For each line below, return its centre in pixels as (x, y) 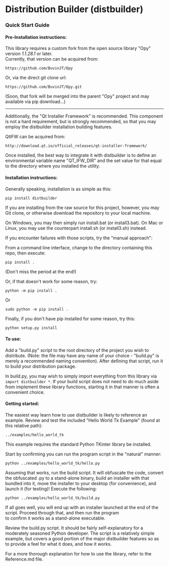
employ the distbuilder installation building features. (59, 127)
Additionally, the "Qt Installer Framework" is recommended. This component (84, 116)
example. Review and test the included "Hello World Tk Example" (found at (82, 420)
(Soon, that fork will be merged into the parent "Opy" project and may (77, 96)
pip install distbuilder (31, 198)
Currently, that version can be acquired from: (52, 59)
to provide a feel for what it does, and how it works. (59, 544)
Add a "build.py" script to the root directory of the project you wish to (77, 350)
